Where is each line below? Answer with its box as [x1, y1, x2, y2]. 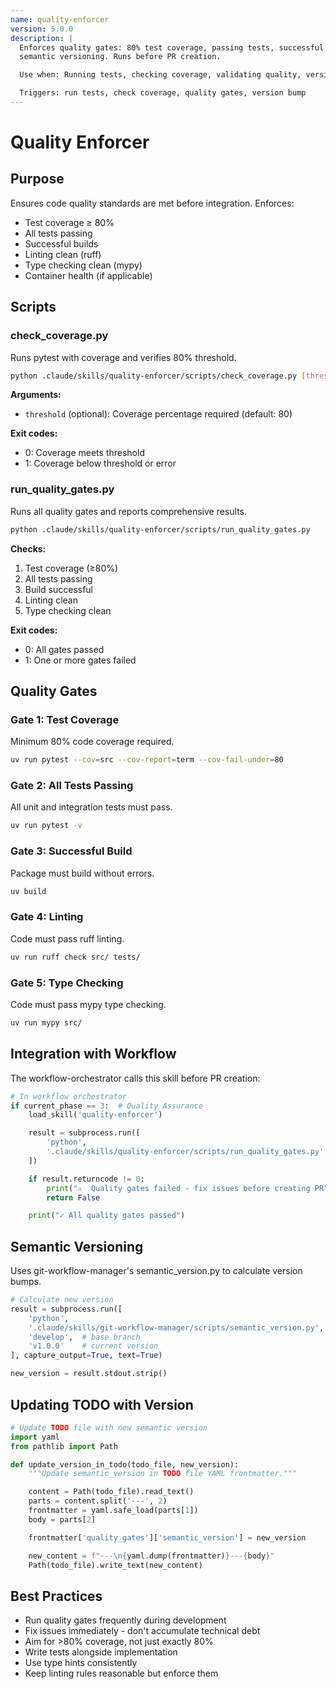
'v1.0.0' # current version [28, 1341, 159, 1351]
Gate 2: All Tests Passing [10, 779, 134, 793]
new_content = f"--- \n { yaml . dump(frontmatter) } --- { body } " [28, 1551, 275, 1561]
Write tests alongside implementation [24, 1646, 178, 1658]
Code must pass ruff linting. [10, 932, 125, 945]
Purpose [10, 171, 65, 188]
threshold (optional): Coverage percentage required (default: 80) [24, 408, 293, 420]
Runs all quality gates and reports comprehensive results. [10, 505, 248, 517]
